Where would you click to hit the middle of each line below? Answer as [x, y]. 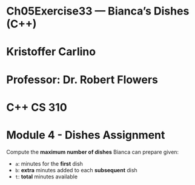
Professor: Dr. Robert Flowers [82, 79]
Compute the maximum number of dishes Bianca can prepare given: [93, 152]
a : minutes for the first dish [49, 163]
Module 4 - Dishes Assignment [86, 135]
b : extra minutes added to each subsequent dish [76, 170]
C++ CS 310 [37, 107]
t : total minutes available [46, 177]
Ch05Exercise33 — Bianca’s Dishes [98, 11]
